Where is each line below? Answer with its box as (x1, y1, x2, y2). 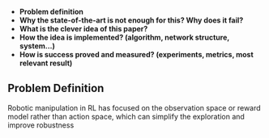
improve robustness (7, 120, 75, 130)
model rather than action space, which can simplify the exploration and (7, 111, 245, 121)
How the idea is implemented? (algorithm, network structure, (19, 32, 230, 42)
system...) (19, 41, 56, 51)
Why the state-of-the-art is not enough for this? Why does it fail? (19, 15, 244, 25)
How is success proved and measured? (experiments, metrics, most (19, 50, 254, 59)
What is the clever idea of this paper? (19, 24, 148, 33)
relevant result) (19, 58, 73, 68)
